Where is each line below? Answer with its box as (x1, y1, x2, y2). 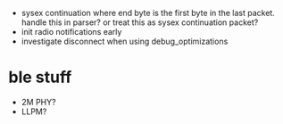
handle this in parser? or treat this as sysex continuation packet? (21, 17, 259, 28)
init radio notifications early (21, 27, 122, 37)
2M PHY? (21, 96, 56, 107)
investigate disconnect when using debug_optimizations (21, 36, 229, 46)
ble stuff (8, 67, 72, 87)
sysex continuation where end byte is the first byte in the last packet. (21, 8, 276, 18)
